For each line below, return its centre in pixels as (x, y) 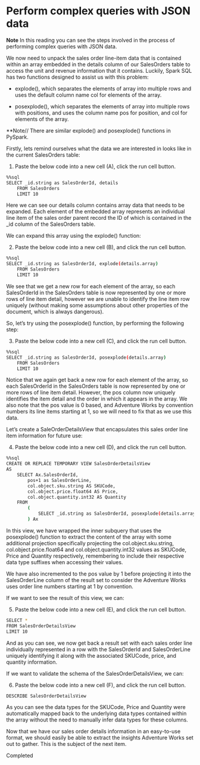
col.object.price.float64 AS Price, (73, 492)
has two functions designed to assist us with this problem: (77, 77)
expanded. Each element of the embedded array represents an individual (96, 212)
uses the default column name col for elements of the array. (88, 95)
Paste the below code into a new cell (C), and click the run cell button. (101, 341)
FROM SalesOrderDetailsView (41, 626)
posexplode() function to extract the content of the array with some (89, 537)
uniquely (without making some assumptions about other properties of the (97, 305)
